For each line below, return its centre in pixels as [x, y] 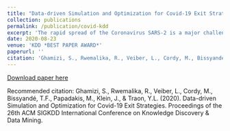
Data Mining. [25, 120]
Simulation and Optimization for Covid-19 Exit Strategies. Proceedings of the [115, 105]
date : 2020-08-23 [32, 39]
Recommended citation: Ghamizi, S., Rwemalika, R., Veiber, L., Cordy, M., [110, 91]
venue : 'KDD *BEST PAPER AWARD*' [55, 45]
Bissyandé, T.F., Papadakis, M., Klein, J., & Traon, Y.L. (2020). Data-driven [112, 98]
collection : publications [44, 20]
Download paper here [38, 78]
